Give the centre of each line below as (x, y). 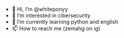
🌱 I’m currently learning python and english (65, 22)
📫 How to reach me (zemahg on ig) (56, 28)
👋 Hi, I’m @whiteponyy (40, 9)
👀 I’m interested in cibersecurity (51, 15)
